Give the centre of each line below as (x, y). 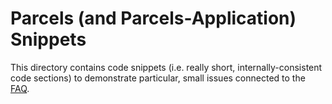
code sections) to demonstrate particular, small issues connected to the (158, 78)
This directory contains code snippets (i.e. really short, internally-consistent (166, 67)
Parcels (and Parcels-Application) (153, 18)
